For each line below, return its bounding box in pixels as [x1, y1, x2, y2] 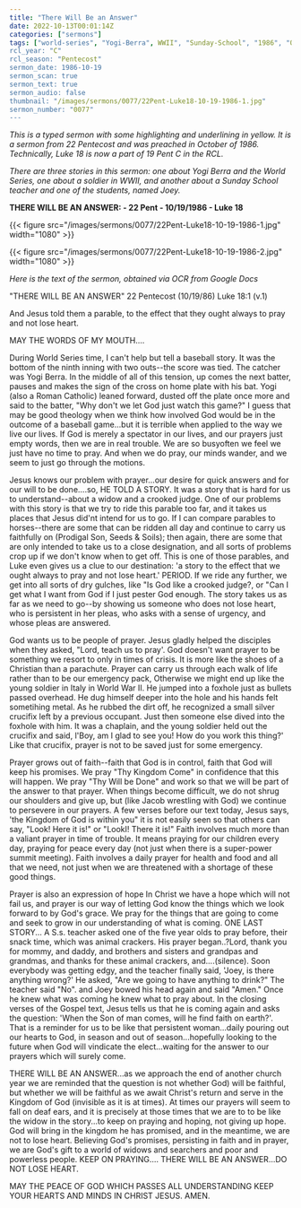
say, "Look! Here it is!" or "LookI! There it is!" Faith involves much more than [9, 824, 289, 835]
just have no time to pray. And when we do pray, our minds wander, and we [9, 448, 288, 458]
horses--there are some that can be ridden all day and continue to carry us [9, 522, 287, 534]
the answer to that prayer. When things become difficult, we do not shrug [9, 786, 279, 796]
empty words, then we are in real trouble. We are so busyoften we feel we [9, 439, 282, 449]
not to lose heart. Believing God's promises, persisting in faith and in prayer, [9, 1135, 289, 1146]
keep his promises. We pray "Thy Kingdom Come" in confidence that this [9, 767, 279, 778]
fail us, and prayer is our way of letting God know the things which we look [9, 899, 285, 909]
